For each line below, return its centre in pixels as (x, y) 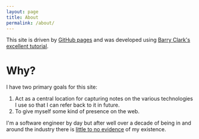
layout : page (22, 12)
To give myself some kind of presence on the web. (77, 111)
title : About (22, 17)
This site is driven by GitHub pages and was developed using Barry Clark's (98, 40)
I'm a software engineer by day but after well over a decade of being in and (99, 123)
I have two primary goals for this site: (52, 87)
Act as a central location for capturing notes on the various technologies (104, 99)
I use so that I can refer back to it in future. (67, 105)
